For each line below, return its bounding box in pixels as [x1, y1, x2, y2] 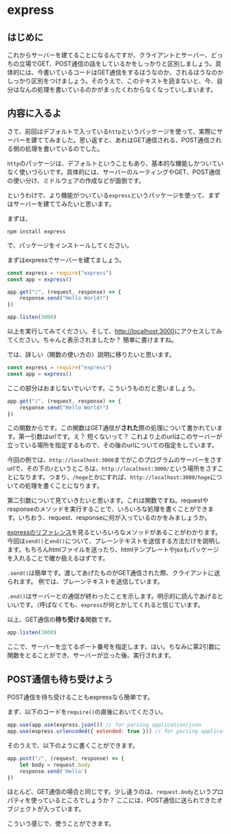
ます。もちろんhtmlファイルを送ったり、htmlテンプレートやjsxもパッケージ [7, 545, 219, 554]
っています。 [49, 805, 85, 813]
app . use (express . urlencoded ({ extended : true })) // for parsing [7, 728, 198, 735]
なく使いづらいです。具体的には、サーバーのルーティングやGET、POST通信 [7, 168, 221, 176]
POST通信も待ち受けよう [7, 673, 113, 685]
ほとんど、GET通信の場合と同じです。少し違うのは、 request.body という [7, 788, 212, 796]
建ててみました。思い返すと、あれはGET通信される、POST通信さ [30, 135, 216, 144]
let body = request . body [19, 762, 91, 768]
